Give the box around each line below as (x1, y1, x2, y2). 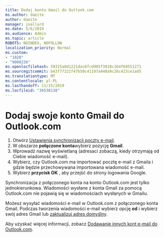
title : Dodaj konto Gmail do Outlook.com (5, 7, 94, 13)
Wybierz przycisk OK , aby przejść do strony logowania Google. (12, 170, 147, 176)
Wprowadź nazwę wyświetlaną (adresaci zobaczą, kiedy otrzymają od (12, 148, 159, 154)
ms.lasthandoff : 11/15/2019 (5, 83, 65, 88)
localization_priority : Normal (5, 45, 71, 50)
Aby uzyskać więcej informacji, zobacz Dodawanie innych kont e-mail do (5, 221, 158, 227)
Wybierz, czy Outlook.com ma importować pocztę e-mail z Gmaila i (12, 159, 153, 165)
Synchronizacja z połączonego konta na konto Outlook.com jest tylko (5, 180, 150, 186)
